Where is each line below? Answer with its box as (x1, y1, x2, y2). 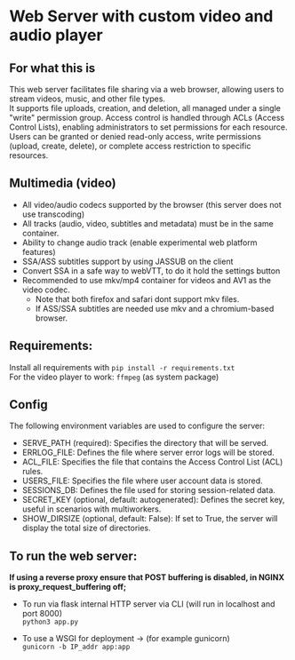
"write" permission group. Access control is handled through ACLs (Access (9, 113, 285, 123)
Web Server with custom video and (9, 6, 274, 27)
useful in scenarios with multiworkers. (21, 504, 162, 514)
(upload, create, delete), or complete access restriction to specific (9, 140, 251, 151)
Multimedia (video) (9, 176, 117, 191)
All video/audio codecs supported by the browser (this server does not (21, 199, 282, 210)
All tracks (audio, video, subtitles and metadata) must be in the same (21, 218, 274, 228)
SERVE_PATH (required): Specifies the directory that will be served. (21, 438, 269, 449)
